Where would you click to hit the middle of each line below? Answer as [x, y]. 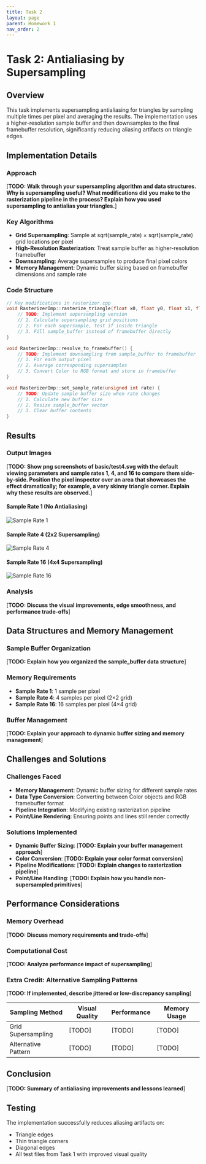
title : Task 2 [25, 12]
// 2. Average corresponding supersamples [72, 365]
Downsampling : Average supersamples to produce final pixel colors [101, 261]
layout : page [23, 18]
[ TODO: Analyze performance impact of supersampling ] [79, 964]
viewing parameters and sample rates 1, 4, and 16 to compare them [93, 473]
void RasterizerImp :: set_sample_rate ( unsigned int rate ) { [83, 388]
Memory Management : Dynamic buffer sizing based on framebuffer [102, 268]
